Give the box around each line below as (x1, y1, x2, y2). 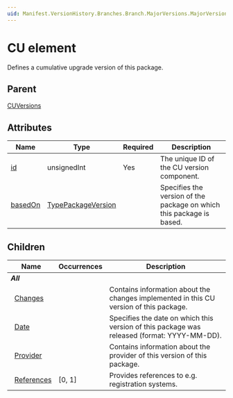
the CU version (160, 163, 209, 172)
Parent (7, 83, 37, 94)
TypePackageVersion (47, 200, 116, 210)
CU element (7, 40, 76, 56)
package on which (160, 200, 221, 210)
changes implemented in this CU (109, 293, 216, 303)
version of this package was (109, 322, 201, 331)
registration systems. (109, 379, 178, 389)
